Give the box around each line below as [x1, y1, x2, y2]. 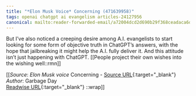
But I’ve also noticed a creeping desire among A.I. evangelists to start [6, 35, 173, 42]
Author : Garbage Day [6, 77, 57, 84]
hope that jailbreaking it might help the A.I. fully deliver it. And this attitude [6, 48, 184, 55]
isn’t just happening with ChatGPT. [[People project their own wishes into [6, 54, 182, 61]
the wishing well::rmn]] [6, 60, 61, 67]
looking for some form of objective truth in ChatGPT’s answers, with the [6, 41, 178, 48]
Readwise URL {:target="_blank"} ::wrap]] [6, 84, 105, 91]
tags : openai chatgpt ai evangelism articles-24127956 [6, 14, 142, 20]
